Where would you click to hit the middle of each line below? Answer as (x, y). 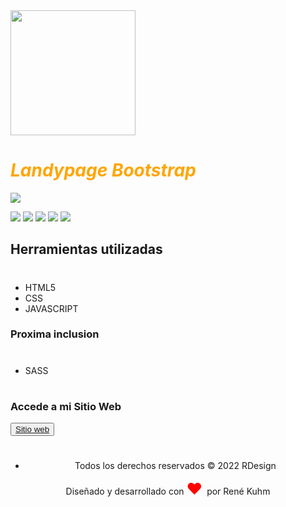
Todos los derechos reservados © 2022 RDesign (175, 466)
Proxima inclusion (55, 334)
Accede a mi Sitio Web (66, 406)
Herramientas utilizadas (86, 249)
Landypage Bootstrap (103, 170)
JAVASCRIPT (51, 308)
